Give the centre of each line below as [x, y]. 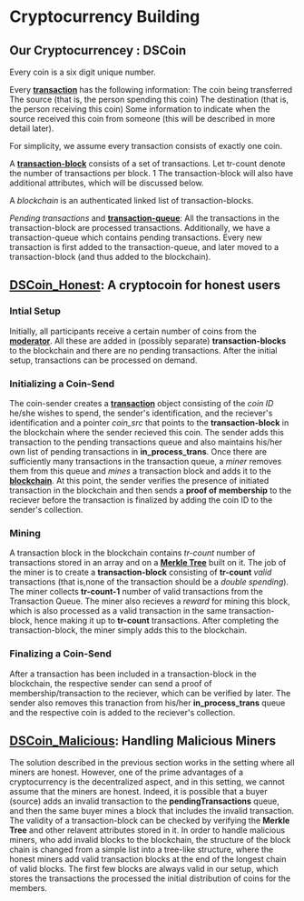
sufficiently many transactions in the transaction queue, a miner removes [146, 461]
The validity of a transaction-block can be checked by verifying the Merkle [150, 821]
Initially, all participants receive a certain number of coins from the [133, 331]
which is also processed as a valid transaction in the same [118, 611]
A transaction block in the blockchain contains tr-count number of [132, 553]
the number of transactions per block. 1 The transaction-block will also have [151, 173]
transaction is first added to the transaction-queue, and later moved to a [144, 247]
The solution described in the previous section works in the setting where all [152, 763]
